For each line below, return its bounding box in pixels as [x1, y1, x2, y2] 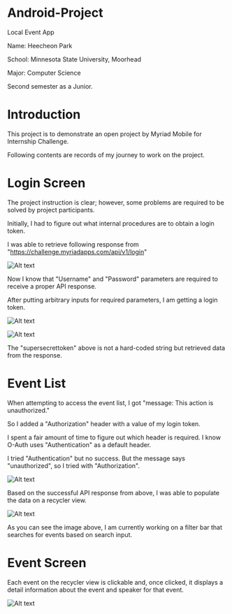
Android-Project [7, 5, 103, 21]
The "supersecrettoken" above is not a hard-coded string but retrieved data [7, 344, 226, 352]
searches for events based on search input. [7, 530, 133, 539]
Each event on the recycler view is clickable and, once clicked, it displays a [7, 578, 224, 586]
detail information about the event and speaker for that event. [7, 585, 184, 594]
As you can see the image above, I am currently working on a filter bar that [7, 522, 222, 532]
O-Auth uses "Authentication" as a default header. [7, 440, 152, 448]
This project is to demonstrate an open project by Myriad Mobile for [7, 129, 203, 138]
